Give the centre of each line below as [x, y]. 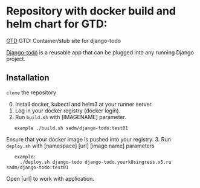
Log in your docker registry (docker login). [68, 111]
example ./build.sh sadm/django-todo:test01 [71, 128]
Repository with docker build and [91, 11]
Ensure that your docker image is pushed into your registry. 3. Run [89, 139]
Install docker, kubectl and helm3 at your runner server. [84, 104]
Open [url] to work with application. [50, 178]
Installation [28, 78]
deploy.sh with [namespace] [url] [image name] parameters [81, 146]
